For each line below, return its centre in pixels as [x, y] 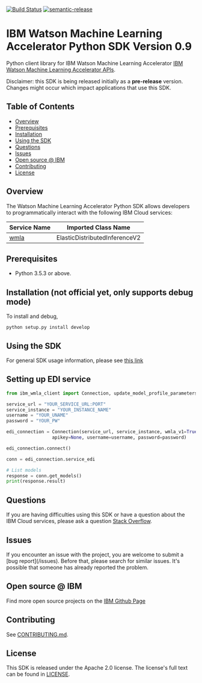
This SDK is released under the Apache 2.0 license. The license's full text [97, 668]
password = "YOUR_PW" [33, 421]
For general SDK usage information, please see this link [75, 360]
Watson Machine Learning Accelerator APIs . [61, 69]
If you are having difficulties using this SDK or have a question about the [96, 515]
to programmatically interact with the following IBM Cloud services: [89, 212]
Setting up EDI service [49, 379]
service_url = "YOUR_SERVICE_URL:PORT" [56, 404]
